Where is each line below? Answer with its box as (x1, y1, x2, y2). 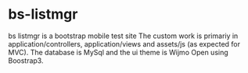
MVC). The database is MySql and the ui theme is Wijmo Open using (8, 47, 228, 57)
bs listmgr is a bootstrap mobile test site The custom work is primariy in (8, 31, 239, 40)
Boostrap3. (8, 56, 44, 65)
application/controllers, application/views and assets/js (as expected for (8, 39, 241, 48)
